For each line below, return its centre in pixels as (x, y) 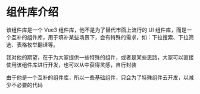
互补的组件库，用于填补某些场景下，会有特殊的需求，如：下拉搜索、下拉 (100, 37)
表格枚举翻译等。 (37, 45)
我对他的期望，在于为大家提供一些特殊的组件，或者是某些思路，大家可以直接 (100, 57)
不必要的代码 (27, 84)
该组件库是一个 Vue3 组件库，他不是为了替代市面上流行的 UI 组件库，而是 (96, 30)
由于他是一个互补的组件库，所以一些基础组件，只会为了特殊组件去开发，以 (97, 77)
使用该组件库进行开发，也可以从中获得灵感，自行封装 (71, 65)
